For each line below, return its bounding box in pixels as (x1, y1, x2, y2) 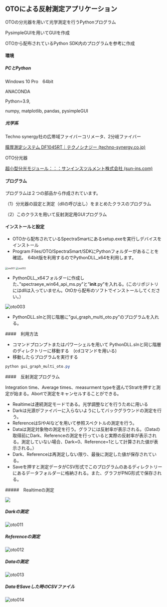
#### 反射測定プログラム (5, 373, 60, 379)
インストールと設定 (5, 224, 45, 230)
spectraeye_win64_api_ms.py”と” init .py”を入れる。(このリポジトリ (20, 281, 159, 287)
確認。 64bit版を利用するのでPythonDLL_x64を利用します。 (12, 254, 136, 260)
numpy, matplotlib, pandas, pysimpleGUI (5, 108, 88, 114)
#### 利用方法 (5, 331, 38, 337)
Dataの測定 (5, 558, 29, 564)
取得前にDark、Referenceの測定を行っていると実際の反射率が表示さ (12, 432, 153, 438)
